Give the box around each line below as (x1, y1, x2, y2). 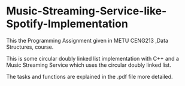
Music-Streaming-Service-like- (6, 4, 167, 18)
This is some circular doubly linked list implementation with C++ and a (6, 55, 180, 62)
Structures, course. (6, 43, 54, 51)
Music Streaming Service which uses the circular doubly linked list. (6, 61, 172, 69)
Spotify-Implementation (6, 17, 129, 31)
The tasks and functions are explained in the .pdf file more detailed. (6, 73, 173, 80)
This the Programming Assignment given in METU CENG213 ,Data (6, 37, 169, 44)
